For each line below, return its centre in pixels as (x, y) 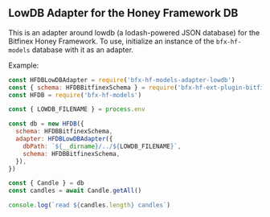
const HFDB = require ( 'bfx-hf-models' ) (75, 95)
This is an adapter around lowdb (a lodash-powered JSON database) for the (134, 32)
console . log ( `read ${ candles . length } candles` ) (90, 205)
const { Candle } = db (46, 183)
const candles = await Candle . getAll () (75, 191)
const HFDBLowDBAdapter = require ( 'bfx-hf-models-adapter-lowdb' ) (122, 80)
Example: (24, 65)
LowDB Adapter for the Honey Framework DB (123, 13)
